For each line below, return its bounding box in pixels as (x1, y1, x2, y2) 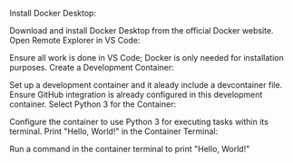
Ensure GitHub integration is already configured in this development (9, 90, 263, 100)
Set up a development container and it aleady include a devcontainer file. (9, 80, 283, 90)
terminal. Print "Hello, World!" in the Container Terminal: (9, 126, 219, 137)
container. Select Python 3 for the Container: (9, 99, 177, 110)
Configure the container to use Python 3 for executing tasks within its (9, 117, 269, 127)
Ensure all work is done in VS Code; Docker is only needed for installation (9, 53, 284, 62)
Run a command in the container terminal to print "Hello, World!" (9, 144, 250, 154)
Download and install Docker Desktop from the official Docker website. (9, 25, 274, 35)
